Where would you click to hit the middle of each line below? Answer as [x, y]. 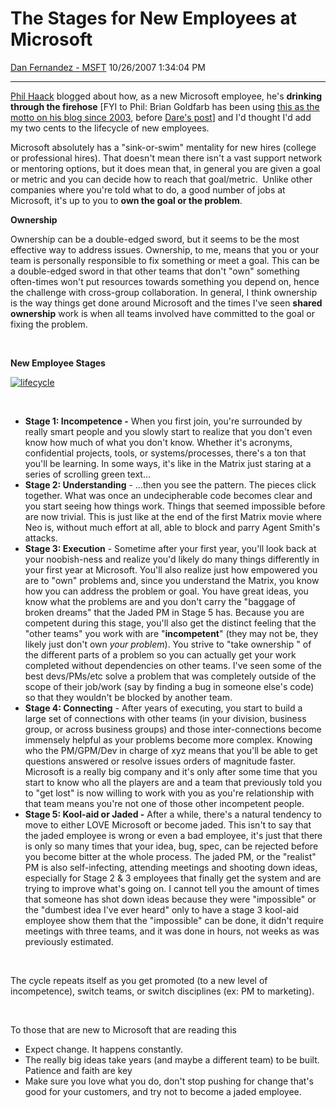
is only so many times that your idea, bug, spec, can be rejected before [171, 846]
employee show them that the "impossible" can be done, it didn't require [174, 920]
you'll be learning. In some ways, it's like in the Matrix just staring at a [168, 463]
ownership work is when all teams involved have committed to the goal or [162, 313]
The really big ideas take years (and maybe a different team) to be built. [172, 1059]
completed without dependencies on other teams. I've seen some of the [173, 665]
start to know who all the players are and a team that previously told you [173, 782]
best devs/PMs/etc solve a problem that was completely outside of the [170, 676]
